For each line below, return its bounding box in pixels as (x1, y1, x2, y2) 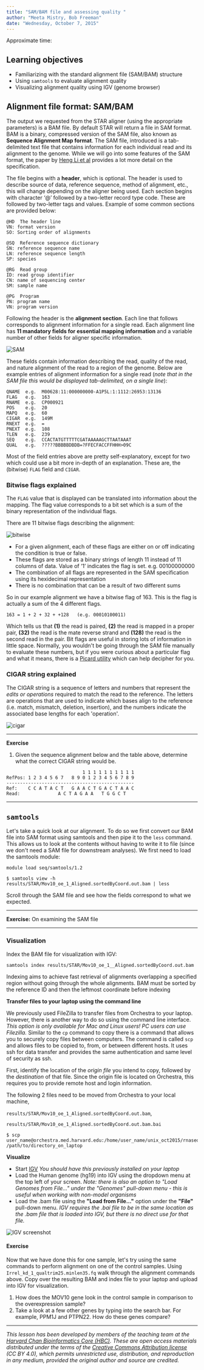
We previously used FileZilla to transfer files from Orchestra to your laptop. (6, 1009, 193, 1017)
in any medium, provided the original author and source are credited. (6, 1356, 180, 1364)
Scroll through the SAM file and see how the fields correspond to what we (6, 891, 191, 899)
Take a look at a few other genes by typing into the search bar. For (15, 1307, 182, 1314)
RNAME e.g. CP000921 (6, 399, 64, 406)
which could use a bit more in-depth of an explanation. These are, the (6, 459, 181, 466)
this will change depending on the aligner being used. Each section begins (6, 188, 192, 195)
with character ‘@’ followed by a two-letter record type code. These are (6, 194, 186, 201)
